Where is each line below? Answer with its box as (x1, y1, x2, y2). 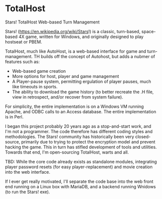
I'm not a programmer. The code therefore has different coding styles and (5, 128, 153, 134)
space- (141, 28, 156, 34)
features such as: (5, 59, 40, 64)
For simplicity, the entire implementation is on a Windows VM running (5, 103, 144, 109)
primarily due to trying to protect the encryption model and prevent (21, 139, 156, 144)
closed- (135, 134, 151, 139)
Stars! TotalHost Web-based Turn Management (5, 19, 100, 25)
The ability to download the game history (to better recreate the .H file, (12, 89, 154, 95)
